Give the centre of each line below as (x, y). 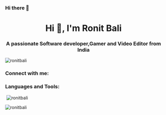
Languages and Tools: (32, 87)
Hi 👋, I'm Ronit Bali (83, 28)
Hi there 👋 (17, 8)
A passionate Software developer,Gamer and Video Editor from (83, 44)
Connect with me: (27, 74)
